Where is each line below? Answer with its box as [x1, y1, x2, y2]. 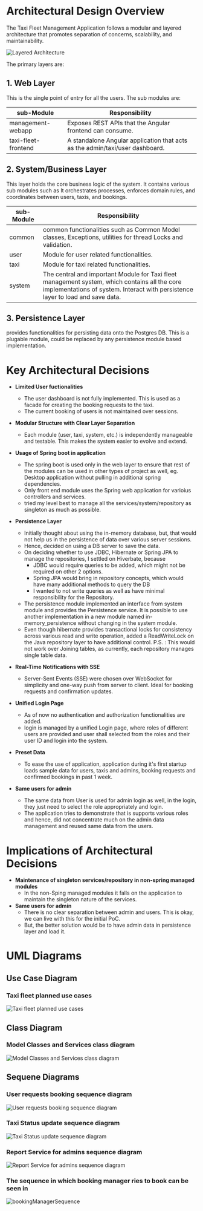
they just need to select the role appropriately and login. [24, 803, 164, 811]
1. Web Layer [6, 78, 56, 88]
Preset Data [14, 749, 45, 756]
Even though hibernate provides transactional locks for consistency [24, 626, 192, 633]
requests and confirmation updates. [24, 688, 114, 695]
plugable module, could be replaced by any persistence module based [6, 336, 182, 343]
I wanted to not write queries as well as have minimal [33, 587, 165, 595]
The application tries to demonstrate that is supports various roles [24, 809, 188, 817]
